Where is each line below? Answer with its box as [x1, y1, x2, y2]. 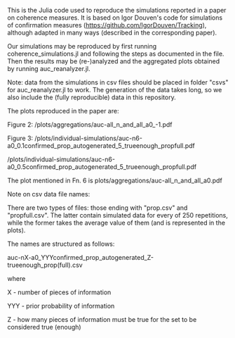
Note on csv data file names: [7, 190, 90, 198]
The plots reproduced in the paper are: [7, 107, 119, 115]
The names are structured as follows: [7, 239, 115, 248]
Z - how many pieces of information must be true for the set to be [7, 315, 197, 323]
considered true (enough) [7, 323, 82, 331]
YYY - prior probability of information [7, 302, 115, 310]
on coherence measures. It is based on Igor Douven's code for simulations [7, 13, 223, 22]
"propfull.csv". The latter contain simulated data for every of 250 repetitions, [7, 211, 228, 219]
